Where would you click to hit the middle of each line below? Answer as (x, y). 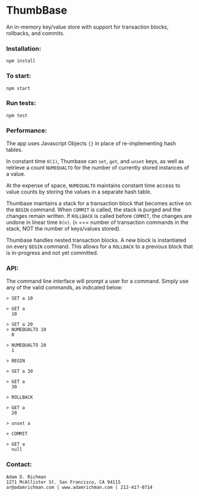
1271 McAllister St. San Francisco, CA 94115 (63, 482)
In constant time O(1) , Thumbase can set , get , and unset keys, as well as (95, 161)
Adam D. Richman (26, 477)
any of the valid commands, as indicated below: (64, 288)
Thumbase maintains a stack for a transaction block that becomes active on (99, 204)
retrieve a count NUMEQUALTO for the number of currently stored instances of (98, 168)
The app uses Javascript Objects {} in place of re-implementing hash (91, 144)
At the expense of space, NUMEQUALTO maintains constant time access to (93, 186)
